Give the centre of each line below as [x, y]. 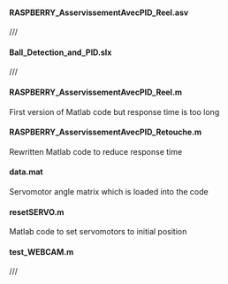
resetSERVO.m [37, 211]
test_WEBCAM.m [42, 251]
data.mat [26, 172]
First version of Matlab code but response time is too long [114, 111]
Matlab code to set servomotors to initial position [98, 232]
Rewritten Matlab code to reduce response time [96, 151]
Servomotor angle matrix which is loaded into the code [109, 192]
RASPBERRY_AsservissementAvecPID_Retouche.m [106, 132]
